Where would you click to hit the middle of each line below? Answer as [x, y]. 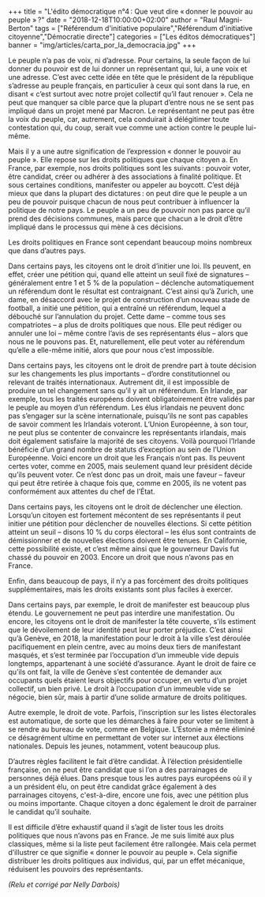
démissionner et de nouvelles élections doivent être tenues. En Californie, [128, 540]
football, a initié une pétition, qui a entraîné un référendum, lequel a [117, 308]
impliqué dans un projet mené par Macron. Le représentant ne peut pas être [131, 111]
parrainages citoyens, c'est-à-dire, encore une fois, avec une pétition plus [129, 795]
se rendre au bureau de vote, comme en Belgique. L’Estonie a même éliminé [132, 729]
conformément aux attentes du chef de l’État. [82, 491]
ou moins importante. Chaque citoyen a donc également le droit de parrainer [132, 803]
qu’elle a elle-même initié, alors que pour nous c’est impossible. [111, 350]
